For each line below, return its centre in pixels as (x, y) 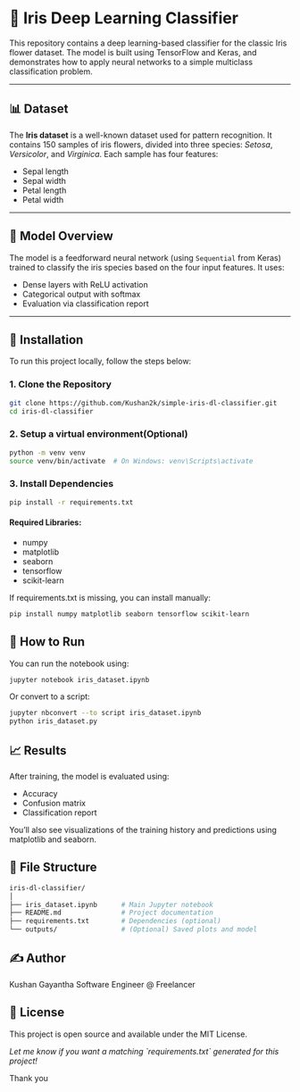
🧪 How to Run (47, 642)
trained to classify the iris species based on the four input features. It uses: (147, 267)
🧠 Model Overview (61, 236)
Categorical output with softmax (81, 294)
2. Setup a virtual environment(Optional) (99, 434)
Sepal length (46, 171)
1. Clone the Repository (60, 385)
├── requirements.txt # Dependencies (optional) (115, 921)
